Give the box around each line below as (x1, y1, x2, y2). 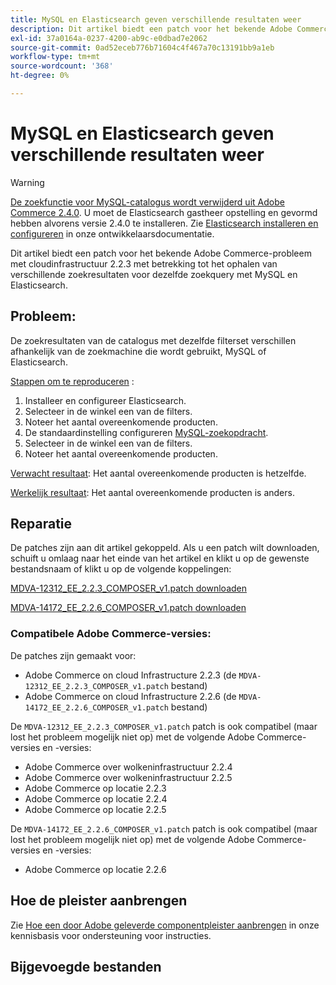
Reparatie (10, 516, 73, 533)
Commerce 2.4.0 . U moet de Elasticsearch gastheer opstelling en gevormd (10, 206, 318, 218)
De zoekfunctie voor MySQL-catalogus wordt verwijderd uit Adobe (10, 196, 285, 208)
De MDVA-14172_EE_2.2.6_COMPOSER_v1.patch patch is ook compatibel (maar (10, 822, 318, 835)
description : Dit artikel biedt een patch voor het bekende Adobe (10, 24, 293, 34)
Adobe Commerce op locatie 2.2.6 (24, 863, 167, 875)
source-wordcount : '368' (10, 61, 114, 71)
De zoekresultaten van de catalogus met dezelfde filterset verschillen (10, 334, 297, 346)
